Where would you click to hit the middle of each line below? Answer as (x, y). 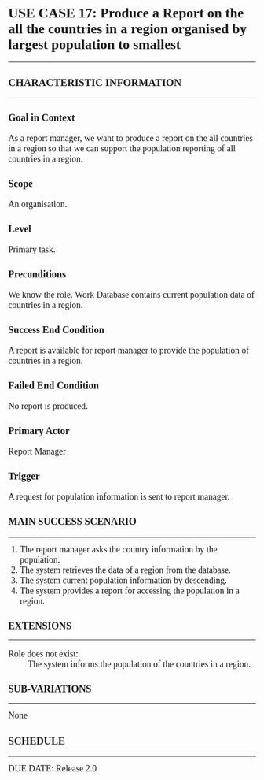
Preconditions (37, 274)
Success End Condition (56, 330)
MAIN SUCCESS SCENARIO (73, 521)
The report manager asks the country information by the (118, 549)
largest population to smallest (94, 45)
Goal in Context (42, 117)
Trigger (24, 475)
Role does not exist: (43, 654)
